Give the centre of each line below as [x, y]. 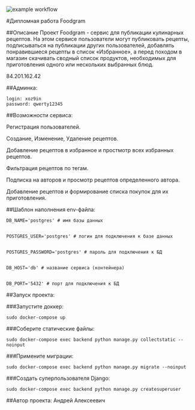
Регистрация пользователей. [43, 127]
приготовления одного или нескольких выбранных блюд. [80, 64]
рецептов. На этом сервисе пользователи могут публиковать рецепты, [98, 39]
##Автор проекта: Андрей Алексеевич [55, 400]
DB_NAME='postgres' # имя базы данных [55, 221]
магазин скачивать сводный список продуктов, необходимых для [91, 58]
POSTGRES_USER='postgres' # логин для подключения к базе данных [89, 236]
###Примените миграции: [40, 356]
